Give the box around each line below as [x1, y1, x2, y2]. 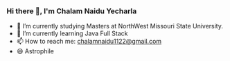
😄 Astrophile [16, 47, 55, 55]
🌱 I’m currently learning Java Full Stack [16, 29, 129, 37]
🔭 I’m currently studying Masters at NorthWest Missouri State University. [16, 22, 223, 31]
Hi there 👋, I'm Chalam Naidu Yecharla [6, 6, 137, 16]
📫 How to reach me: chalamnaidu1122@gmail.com [16, 37, 162, 46]
